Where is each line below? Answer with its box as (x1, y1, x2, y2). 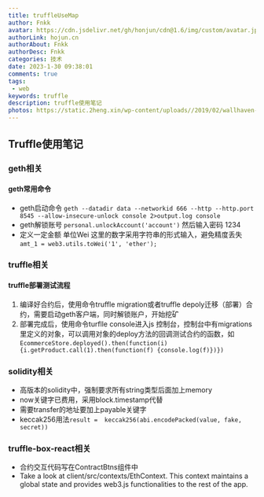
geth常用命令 (8, 184, 52, 193)
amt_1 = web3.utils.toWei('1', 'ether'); (19, 240, 157, 248)
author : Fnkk (8, 19, 51, 27)
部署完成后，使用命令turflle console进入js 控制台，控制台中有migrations (19, 319, 253, 329)
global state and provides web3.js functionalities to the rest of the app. (19, 480, 249, 489)
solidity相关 (8, 366, 53, 377)
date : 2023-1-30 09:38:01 (8, 63, 93, 71)
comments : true (8, 70, 58, 78)
